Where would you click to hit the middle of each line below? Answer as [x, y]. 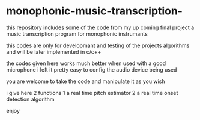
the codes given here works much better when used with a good [86, 63]
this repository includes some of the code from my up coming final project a [100, 27]
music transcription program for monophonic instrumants [77, 33]
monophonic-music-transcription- [95, 11]
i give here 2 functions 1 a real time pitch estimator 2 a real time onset [92, 93]
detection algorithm [31, 99]
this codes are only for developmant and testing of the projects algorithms [98, 45]
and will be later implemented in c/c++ [54, 51]
